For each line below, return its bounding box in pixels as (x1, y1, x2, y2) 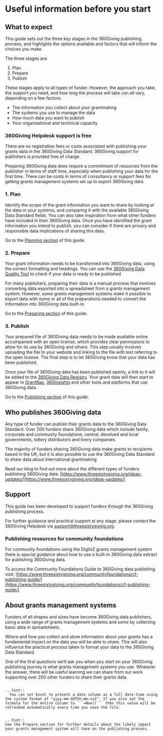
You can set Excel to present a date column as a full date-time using (9, 692, 158, 697)
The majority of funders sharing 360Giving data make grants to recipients (5, 446, 153, 452)
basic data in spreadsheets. (5, 624, 61, 630)
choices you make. (5, 46, 43, 52)
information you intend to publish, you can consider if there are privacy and (5, 223, 156, 229)
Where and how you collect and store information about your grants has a (5, 634, 153, 639)
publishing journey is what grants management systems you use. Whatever (5, 664, 156, 670)
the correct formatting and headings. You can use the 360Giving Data (5, 266, 145, 271)
